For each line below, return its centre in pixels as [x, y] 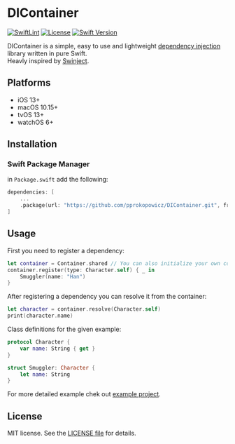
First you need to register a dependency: [66, 250]
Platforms [29, 83]
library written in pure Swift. [47, 53]
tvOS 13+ [30, 114]
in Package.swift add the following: [58, 180]
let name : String [45, 374]
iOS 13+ [29, 100]
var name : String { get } [58, 349]
